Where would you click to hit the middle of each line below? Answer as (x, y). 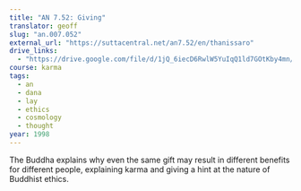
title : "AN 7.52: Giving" (57, 17)
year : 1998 (30, 135)
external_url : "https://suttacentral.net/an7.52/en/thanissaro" (132, 43)
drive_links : (34, 51)
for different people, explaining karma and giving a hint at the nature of (140, 169)
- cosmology (40, 117)
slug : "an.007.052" (46, 34)
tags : (19, 76)
